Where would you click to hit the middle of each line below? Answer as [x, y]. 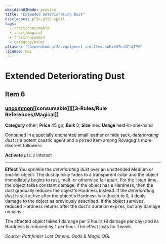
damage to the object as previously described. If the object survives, [75, 201]
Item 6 [15, 94]
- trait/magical [26, 33]
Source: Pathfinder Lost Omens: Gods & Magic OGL [58, 236]
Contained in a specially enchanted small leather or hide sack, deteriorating [82, 135]
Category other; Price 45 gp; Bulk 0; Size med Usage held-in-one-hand [79, 125]
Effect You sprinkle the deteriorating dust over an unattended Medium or [79, 169]
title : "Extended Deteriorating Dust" [45, 14]
